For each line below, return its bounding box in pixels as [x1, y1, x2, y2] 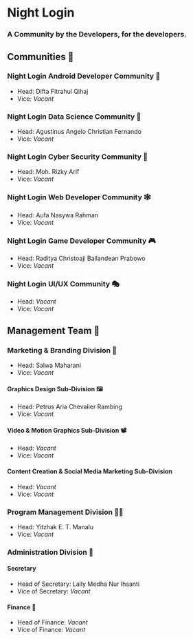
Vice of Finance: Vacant [16, 626, 86, 634]
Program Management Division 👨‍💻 [7, 507, 124, 517]
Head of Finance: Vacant [16, 618, 88, 627]
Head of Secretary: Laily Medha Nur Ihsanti [16, 580, 140, 588]
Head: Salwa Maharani [16, 361, 81, 369]
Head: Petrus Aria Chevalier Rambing [16, 402, 122, 411]
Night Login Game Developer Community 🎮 [7, 236, 157, 246]
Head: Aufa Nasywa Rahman [16, 210, 99, 219]
